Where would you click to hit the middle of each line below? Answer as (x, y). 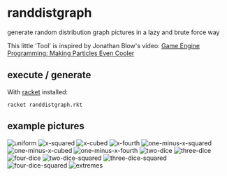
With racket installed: (38, 91)
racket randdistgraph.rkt (45, 105)
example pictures (46, 126)
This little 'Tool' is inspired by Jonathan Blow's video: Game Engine (104, 45)
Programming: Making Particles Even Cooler (71, 53)
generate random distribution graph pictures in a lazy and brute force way (113, 32)
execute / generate (49, 75)
